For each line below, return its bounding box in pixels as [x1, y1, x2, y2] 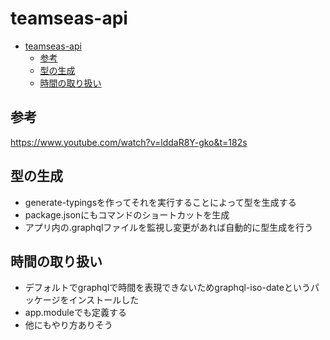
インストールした [68, 294, 140, 306]
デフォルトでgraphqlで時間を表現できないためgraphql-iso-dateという [24, 282, 311, 294]
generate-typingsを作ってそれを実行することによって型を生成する [24, 196, 297, 208]
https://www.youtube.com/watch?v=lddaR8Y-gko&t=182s [10, 136, 248, 148]
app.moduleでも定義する [24, 307, 127, 319]
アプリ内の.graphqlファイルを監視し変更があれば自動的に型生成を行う [24, 221, 314, 233]
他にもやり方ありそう [24, 319, 113, 331]
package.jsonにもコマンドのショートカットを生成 [24, 208, 230, 221]
